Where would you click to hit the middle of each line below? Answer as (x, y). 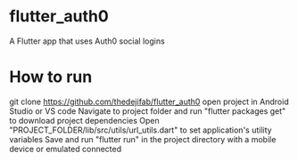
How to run (51, 77)
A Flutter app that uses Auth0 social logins (87, 41)
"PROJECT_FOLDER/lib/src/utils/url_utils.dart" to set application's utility (141, 130)
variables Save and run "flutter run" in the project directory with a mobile (143, 139)
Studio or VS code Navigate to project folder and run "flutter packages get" (148, 111)
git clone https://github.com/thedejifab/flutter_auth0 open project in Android (149, 101)
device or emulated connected (66, 149)
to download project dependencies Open (84, 120)
